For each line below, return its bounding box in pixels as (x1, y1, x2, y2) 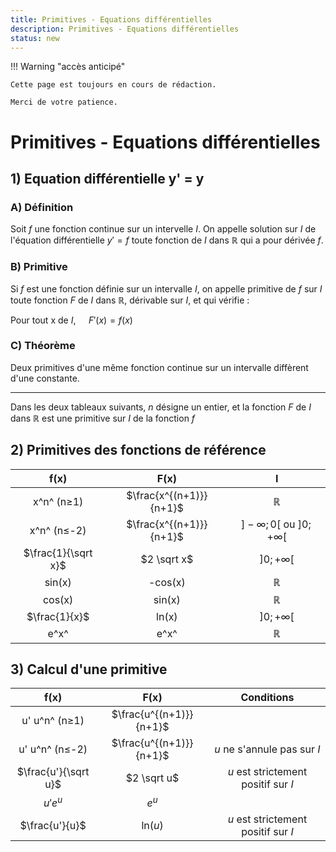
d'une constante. (10, 372, 80, 384)
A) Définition (10, 200, 74, 214)
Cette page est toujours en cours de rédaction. (10, 80, 217, 90)
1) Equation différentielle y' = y (10, 170, 205, 187)
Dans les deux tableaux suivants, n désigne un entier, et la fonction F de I (10, 401, 312, 413)
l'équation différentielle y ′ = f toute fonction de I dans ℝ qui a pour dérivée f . (10, 234, 324, 246)
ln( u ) (141, 818, 164, 832)
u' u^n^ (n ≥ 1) (21, 714, 85, 728)
